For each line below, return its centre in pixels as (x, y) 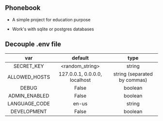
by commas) (133, 80)
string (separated (133, 74)
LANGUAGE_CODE (29, 104)
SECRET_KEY (29, 66)
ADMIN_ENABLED (29, 95)
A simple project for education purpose (51, 19)
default (80, 58)
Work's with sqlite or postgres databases (53, 29)
